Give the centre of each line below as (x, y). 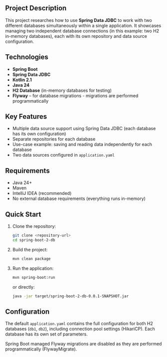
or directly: (23, 287)
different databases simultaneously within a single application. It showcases (83, 25)
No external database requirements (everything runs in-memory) (79, 198)
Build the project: (30, 249)
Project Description (36, 8)
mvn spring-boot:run (34, 277)
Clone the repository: (34, 226)
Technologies (27, 57)
